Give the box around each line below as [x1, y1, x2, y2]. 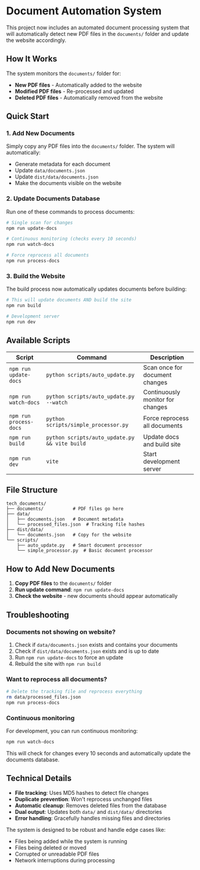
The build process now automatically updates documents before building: [6, 285, 187, 293]
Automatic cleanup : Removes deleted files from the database [14, 801, 167, 809]
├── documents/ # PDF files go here [6, 506, 124, 512]
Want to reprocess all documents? [6, 675, 107, 683]
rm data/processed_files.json [6, 694, 82, 701]
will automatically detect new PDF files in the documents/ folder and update [6, 30, 189, 37]
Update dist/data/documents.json [14, 173, 99, 180]
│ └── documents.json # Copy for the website [6, 532, 132, 538]
